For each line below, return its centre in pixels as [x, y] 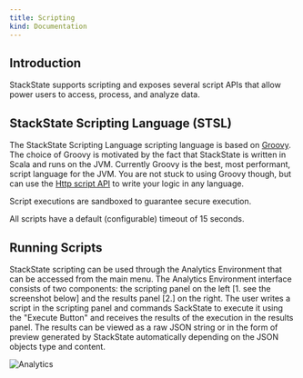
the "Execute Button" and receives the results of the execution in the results [151, 317]
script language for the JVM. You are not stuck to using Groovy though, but [150, 174]
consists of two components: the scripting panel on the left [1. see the [140, 288]
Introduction [45, 63]
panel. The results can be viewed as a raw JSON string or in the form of [144, 327]
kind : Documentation [49, 26]
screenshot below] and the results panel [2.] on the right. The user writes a [150, 298]
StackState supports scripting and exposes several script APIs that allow [146, 85]
